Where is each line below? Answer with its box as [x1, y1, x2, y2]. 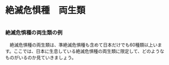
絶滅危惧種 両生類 [5, 5, 86, 16]
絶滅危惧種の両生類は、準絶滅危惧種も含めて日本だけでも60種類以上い [9, 42, 158, 48]
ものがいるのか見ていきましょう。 [5, 54, 77, 60]
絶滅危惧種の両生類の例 [5, 29, 62, 36]
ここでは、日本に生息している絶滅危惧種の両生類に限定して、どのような [13, 48, 165, 54]
